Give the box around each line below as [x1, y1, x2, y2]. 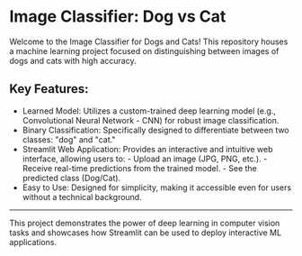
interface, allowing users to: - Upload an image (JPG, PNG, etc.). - [22, 153, 268, 164]
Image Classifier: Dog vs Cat [9, 6, 226, 27]
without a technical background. [22, 191, 142, 202]
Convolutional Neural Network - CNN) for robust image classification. [22, 114, 280, 125]
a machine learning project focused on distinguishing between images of [9, 45, 280, 56]
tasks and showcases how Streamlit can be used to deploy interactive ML [9, 227, 281, 238]
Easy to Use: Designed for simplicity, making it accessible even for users [22, 182, 292, 193]
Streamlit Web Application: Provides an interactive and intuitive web [22, 143, 273, 154]
